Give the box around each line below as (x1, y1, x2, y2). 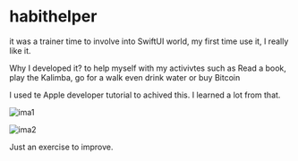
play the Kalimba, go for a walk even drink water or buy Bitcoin (9, 72, 241, 82)
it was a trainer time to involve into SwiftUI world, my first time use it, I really (9, 36, 289, 47)
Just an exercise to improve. (9, 141, 114, 152)
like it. (9, 45, 31, 55)
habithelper (9, 6, 98, 27)
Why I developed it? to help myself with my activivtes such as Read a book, (9, 63, 286, 73)
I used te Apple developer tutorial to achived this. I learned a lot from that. (9, 89, 281, 100)
